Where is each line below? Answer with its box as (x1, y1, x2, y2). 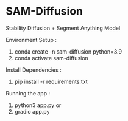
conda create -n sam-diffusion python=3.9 (14, 47, 123, 55)
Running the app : (5, 89, 50, 97)
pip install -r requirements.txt (14, 78, 88, 85)
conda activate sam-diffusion (14, 54, 89, 61)
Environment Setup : (5, 36, 57, 43)
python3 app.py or (14, 102, 62, 109)
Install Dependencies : (5, 66, 62, 74)
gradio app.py (14, 108, 50, 115)
